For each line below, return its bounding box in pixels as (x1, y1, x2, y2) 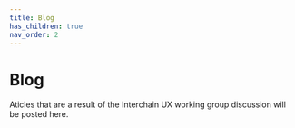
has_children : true (9, 22, 84, 31)
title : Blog (9, 13, 54, 23)
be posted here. (9, 109, 69, 120)
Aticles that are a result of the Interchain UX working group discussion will (9, 99, 286, 110)
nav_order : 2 (9, 30, 59, 39)
